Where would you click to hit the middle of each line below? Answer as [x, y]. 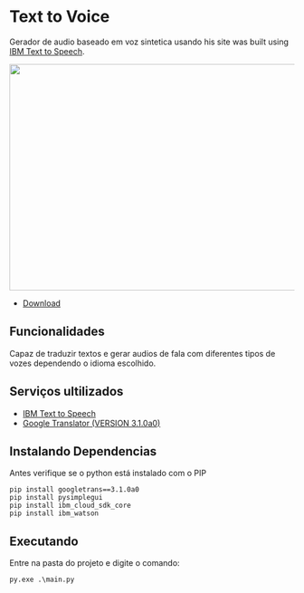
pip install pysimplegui [56, 498]
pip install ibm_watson [54, 513]
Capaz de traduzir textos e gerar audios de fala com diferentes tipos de [142, 353]
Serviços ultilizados [66, 392]
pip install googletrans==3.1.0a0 [75, 490]
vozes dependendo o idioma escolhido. [83, 363]
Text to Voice [60, 17]
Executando [44, 541]
